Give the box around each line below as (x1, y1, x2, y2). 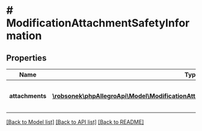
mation (6, 29, 42, 42)
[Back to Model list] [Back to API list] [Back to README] (6, 118, 144, 126)
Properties (6, 53, 47, 63)
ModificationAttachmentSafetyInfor (6, 16, 190, 30)
